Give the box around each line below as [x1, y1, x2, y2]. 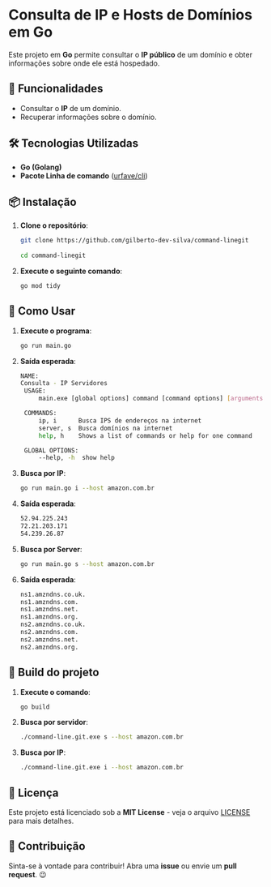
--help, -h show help [38, 454, 115, 462]
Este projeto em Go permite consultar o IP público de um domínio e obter [8, 49, 253, 59]
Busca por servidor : [19, 718, 89, 727]
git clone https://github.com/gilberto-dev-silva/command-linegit [19, 237, 249, 245]
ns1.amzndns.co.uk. [19, 590, 87, 598]
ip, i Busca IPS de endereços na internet [38, 416, 202, 425]
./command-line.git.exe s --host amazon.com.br [19, 733, 184, 741]
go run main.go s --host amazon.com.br [19, 559, 155, 568]
